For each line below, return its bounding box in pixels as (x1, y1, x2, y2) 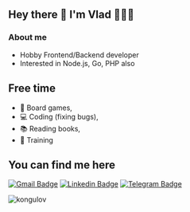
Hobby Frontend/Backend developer (19, 49, 139, 60)
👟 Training (19, 135, 54, 144)
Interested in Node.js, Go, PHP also (19, 58, 135, 68)
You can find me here (8, 158, 116, 171)
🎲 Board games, (19, 103, 73, 112)
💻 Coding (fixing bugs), (19, 112, 99, 121)
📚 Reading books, (19, 124, 81, 133)
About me (8, 32, 48, 43)
